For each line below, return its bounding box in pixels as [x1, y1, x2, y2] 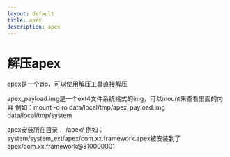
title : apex [7, 17, 42, 24]
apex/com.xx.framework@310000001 [7, 142, 115, 151]
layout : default [7, 10, 54, 17]
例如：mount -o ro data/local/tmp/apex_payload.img [15, 103, 166, 112]
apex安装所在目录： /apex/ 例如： [7, 126, 105, 134]
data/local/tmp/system [7, 111, 72, 119]
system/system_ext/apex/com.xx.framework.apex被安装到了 [7, 134, 181, 143]
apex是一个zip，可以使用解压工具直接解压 [7, 80, 128, 88]
